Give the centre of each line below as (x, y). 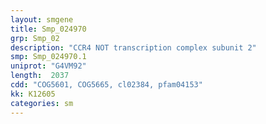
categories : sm (42, 103)
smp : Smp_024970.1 (48, 57)
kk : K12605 (33, 94)
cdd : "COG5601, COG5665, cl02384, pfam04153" (106, 85)
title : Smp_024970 (48, 29)
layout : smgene (42, 19)
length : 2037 (40, 76)
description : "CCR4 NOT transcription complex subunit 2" (133, 47)
